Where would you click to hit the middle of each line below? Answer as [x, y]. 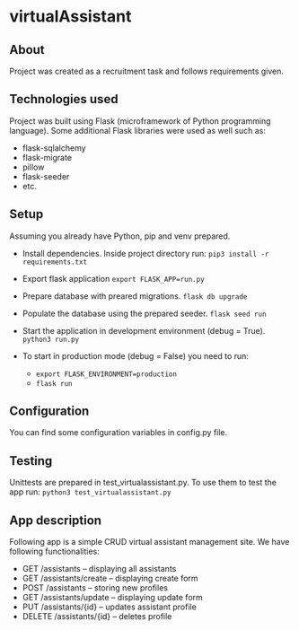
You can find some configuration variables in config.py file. [119, 433]
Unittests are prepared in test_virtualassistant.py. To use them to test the [143, 483]
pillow [33, 167]
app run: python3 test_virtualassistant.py [90, 492]
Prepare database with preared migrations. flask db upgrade [135, 296]
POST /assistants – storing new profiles [95, 588]
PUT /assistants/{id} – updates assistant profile [110, 607]
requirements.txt [55, 262]
